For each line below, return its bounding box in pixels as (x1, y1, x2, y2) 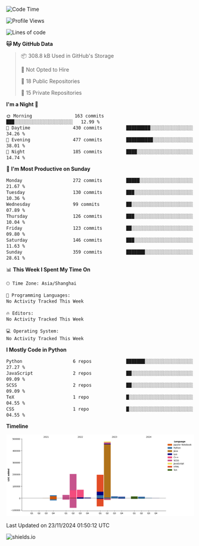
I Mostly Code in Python (6, 346, 67, 353)
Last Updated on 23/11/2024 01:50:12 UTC (6, 522, 110, 529)
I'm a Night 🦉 (6, 101, 39, 107)
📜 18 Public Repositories (20, 78, 80, 85)
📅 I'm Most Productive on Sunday (6, 165, 91, 172)
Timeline (6, 422, 29, 430)
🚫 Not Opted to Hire (20, 66, 70, 73)
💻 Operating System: (6, 328, 60, 334)
